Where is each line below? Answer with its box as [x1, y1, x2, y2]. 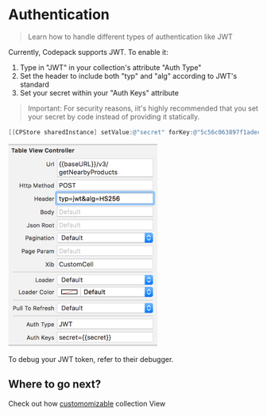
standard [19, 80, 50, 89]
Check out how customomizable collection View [8, 399, 166, 408]
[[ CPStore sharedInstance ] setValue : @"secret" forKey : [8, 128, 194, 136]
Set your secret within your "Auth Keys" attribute [19, 87, 179, 97]
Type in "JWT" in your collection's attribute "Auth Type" [19, 62, 202, 72]
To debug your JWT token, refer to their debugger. [8, 354, 174, 364]
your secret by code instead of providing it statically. [27, 111, 200, 121]
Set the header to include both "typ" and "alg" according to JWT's [19, 71, 238, 80]
